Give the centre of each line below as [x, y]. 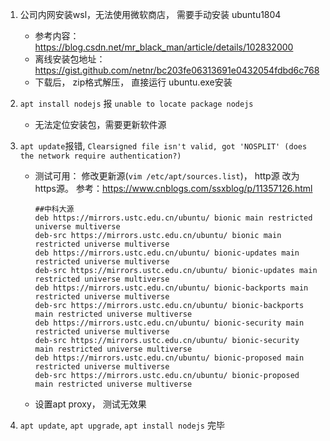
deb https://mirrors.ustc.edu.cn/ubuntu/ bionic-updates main [167, 253]
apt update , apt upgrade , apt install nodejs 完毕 [122, 425]
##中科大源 [54, 209]
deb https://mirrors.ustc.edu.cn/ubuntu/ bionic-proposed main [169, 358]
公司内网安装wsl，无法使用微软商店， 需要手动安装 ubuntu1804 [150, 14]
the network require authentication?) [100, 156]
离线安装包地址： [70, 59]
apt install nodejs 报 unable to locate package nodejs [136, 103]
